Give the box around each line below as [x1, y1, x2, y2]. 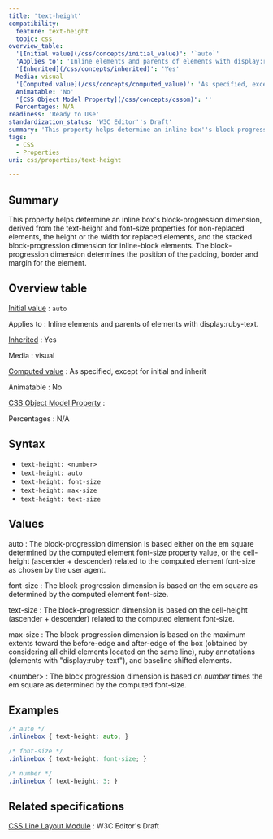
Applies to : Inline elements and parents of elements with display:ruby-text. [8, 318, 259, 328]
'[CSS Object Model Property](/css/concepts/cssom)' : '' [15, 95, 213, 103]
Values [8, 517, 45, 531]
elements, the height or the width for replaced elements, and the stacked [8, 232, 253, 242]
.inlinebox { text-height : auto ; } [8, 732, 129, 741]
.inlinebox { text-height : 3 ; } [8, 777, 118, 785]
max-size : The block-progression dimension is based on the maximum [8, 629, 246, 639]
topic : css [15, 34, 53, 43]
